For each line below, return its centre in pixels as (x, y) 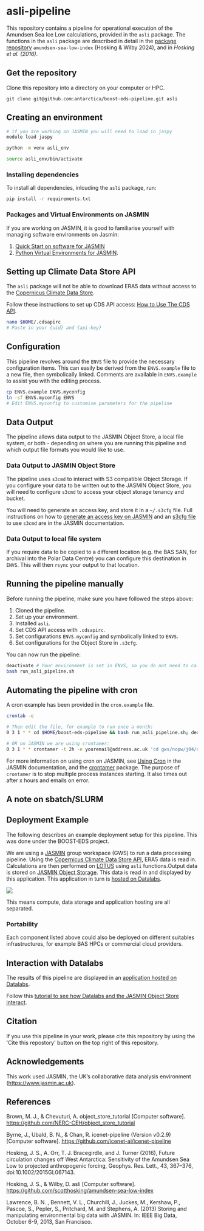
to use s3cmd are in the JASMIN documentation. (65, 523)
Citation (22, 1021)
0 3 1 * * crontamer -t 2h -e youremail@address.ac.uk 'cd (83, 749)
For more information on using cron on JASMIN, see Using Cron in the (94, 761)
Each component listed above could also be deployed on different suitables (100, 937)
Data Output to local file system (54, 538)
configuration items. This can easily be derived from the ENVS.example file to (101, 368)
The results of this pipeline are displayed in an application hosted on (92, 978)
